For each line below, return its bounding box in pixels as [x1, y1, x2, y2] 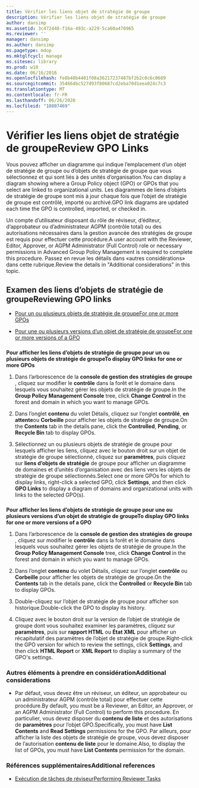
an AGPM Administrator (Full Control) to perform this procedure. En [14, 709, 179, 716]
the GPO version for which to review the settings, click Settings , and [14, 641, 183, 649]
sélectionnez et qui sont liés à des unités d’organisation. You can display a [6, 173, 186, 181]
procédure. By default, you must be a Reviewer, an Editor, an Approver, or [14, 702, 194, 709]
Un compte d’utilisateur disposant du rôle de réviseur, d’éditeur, [6, 217, 162, 224]
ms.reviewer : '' [6, 31, 46, 37]
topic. [6, 268, 20, 275]
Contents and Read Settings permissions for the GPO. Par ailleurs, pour [14, 728, 191, 735]
